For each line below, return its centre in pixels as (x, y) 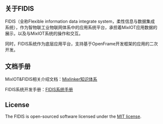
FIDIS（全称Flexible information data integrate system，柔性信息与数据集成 (80, 21)
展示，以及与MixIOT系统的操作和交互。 (44, 33)
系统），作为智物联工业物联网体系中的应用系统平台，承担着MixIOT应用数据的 (81, 27)
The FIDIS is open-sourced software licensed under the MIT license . (73, 116)
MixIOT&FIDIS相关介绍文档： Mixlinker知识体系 (51, 79)
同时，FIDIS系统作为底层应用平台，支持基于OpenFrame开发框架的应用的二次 (81, 44)
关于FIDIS (20, 9)
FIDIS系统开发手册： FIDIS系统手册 (39, 89)
